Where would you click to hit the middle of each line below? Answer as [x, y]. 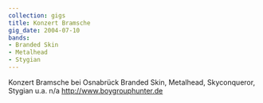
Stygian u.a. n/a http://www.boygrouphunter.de [86, 90]
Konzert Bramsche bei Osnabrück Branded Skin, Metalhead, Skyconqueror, [132, 82]
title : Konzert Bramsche [49, 23]
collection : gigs [37, 15]
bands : [19, 38]
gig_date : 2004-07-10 [44, 30]
